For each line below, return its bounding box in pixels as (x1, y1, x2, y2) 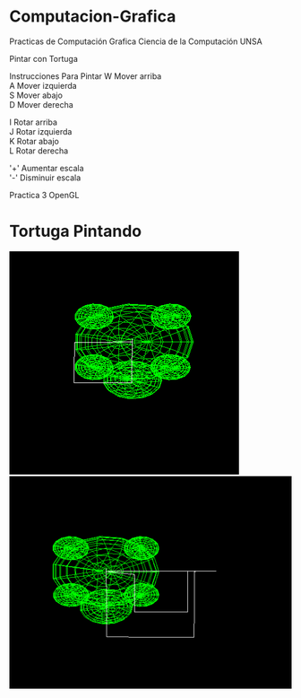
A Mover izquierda (9, 80, 78, 91)
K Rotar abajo (9, 135, 60, 146)
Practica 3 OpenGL (9, 189, 80, 200)
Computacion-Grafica (9, 6, 176, 27)
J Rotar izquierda (9, 126, 73, 136)
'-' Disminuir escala (9, 172, 82, 183)
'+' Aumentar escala (9, 162, 84, 173)
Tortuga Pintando (9, 222, 142, 241)
